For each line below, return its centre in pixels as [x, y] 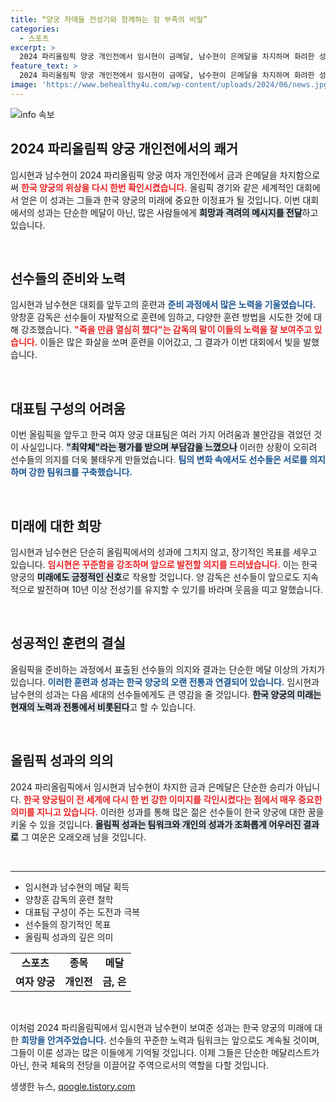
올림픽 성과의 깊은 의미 [69, 937]
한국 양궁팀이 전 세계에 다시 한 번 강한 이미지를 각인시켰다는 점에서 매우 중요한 [173, 799]
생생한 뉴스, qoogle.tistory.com [73, 1086]
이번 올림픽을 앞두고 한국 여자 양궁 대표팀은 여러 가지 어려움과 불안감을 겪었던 [161, 435]
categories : [35, 29]
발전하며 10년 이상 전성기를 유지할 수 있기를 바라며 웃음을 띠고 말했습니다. [179, 589]
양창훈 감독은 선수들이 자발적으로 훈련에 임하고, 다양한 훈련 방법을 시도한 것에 [161, 317]
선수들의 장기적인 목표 [68, 924]
